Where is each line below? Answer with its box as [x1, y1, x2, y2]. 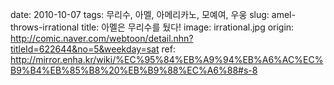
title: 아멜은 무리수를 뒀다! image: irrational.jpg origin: [81, 21, 295, 33]
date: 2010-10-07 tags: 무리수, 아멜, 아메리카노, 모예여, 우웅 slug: [10, 9, 270, 20]
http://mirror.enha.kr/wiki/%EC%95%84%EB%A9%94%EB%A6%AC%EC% [10, 54, 324, 65]
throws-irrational [10, 21, 80, 33]
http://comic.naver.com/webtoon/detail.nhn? [10, 33, 194, 44]
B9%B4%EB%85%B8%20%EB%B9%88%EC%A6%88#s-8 [10, 64, 258, 76]
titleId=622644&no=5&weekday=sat [10, 43, 160, 55]
